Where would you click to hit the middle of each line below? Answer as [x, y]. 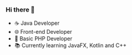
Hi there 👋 [20, 10]
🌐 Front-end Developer [43, 32]
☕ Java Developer [37, 23]
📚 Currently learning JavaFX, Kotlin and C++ [71, 45]
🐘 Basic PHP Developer [43, 39]
